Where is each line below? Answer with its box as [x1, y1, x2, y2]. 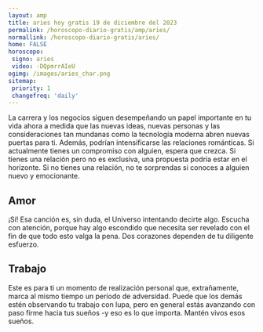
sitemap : [8, 77, 37, 85]
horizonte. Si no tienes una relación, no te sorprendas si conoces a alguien [8, 163, 250, 172]
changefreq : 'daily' [11, 92, 79, 99]
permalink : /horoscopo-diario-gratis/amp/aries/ [8, 26, 170, 34]
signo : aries [11, 56, 55, 63]
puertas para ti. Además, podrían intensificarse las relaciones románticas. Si [8, 138, 254, 147]
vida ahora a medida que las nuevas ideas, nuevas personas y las [8, 121, 221, 131]
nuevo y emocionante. [8, 171, 80, 181]
